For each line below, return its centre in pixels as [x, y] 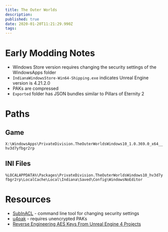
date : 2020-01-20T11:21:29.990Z [39, 24]
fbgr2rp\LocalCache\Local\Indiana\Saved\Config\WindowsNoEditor [74, 179]
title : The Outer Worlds [31, 10]
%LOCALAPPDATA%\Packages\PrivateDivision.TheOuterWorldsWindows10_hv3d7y [84, 175]
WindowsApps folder [34, 73]
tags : [11, 29]
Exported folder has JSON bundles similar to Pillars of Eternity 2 [78, 94]
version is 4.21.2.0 [31, 83]
